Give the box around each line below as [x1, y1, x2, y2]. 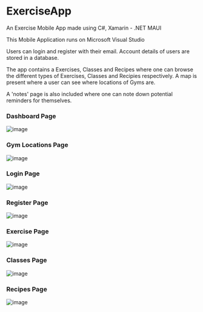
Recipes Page [6, 285, 47, 293]
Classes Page [6, 256, 47, 264]
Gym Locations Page [6, 141, 68, 149]
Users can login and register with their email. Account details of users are [6, 47, 190, 55]
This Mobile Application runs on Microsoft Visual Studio [6, 36, 145, 43]
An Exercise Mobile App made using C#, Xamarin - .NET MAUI [6, 24, 162, 31]
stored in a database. [6, 54, 59, 61]
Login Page [6, 169, 41, 178]
